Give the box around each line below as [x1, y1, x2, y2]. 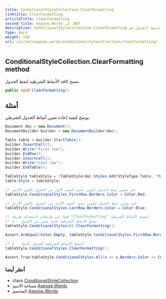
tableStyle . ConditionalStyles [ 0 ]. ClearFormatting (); [5, 224, 116, 229]
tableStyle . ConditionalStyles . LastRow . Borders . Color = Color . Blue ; [5, 205, 147, 210]
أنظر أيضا [5, 266, 25, 273]
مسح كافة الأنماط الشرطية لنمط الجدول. [5, 78, 80, 84]
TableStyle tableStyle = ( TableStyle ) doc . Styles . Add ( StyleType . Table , [5, 174, 154, 179]
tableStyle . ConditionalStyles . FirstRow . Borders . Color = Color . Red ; [5, 192, 147, 197]
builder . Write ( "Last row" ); [5, 161, 63, 166]
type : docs [5, 30, 28, 35]
